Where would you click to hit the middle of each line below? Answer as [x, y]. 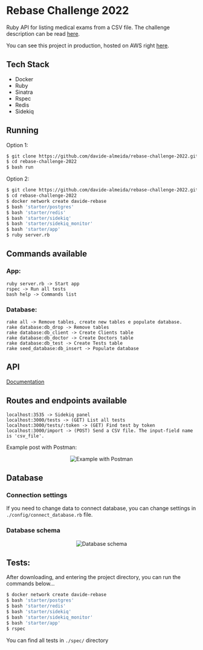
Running [23, 131]
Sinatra [24, 92]
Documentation [25, 382]
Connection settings [37, 495]
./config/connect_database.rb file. [50, 515]
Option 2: [18, 179]
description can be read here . [43, 33]
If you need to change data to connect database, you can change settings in [101, 508]
